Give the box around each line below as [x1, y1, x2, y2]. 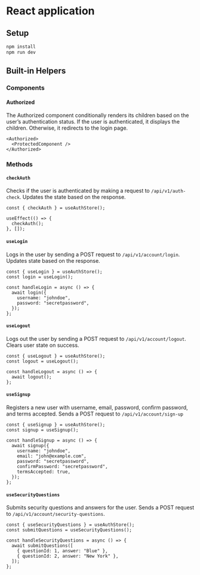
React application [6, 4, 95, 18]
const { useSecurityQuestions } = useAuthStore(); [6, 522, 135, 528]
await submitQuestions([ [11, 543, 73, 549]
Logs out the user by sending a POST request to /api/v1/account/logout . [6, 335, 186, 342]
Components [6, 84, 45, 92]
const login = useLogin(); [6, 273, 73, 280]
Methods [6, 160, 33, 168]
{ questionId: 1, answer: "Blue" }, [17, 548, 109, 554]
